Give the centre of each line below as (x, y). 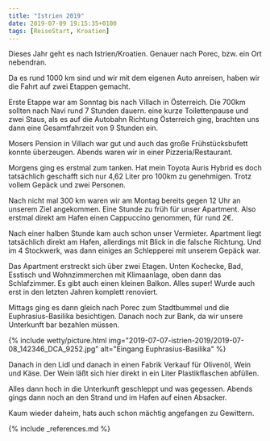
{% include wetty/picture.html (58, 341)
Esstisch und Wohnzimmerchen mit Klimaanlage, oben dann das (115, 275)
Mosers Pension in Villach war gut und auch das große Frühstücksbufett (128, 144)
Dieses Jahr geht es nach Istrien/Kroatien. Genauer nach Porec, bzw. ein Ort (135, 54)
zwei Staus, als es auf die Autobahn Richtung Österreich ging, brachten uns (134, 120)
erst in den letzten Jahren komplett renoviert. (83, 292)
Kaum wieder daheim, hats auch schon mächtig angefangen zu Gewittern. (131, 414)
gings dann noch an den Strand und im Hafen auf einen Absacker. (118, 397)
